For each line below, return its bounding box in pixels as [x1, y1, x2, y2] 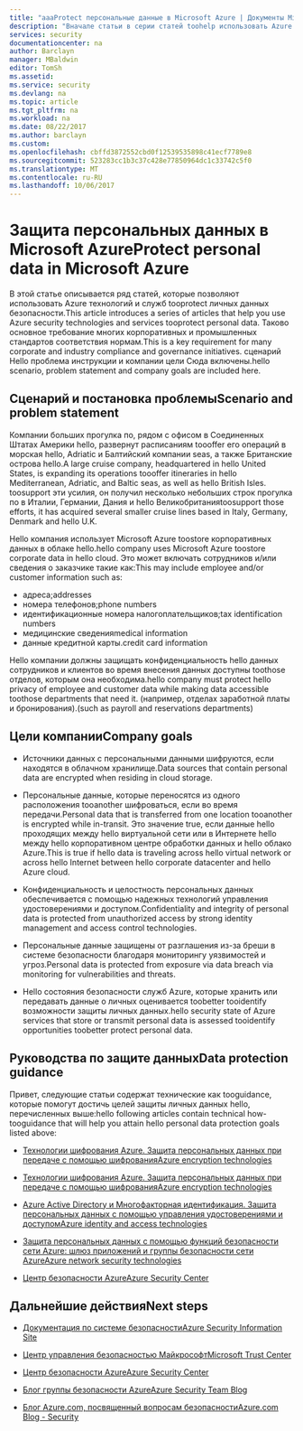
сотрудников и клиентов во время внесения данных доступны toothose [9, 664, 286, 675]
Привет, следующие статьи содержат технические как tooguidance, [9, 1089, 272, 1099]
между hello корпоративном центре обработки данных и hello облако [22, 837, 292, 848]
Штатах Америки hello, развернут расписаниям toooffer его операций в [9, 439, 287, 450]
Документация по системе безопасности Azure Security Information [22, 1323, 282, 1333]
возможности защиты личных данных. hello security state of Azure [22, 1005, 276, 1016]
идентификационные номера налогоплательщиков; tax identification [22, 608, 282, 619]
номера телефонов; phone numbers [22, 598, 158, 610]
